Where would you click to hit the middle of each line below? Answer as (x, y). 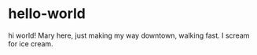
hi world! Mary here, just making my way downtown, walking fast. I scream (129, 35)
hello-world (47, 14)
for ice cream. (31, 43)
